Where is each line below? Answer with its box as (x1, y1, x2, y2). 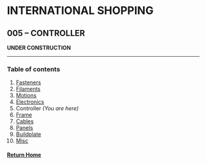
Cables (15, 118, 34, 125)
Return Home (7, 151, 42, 159)
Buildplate (15, 130, 42, 138)
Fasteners (15, 79, 42, 86)
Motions (15, 92, 37, 99)
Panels (15, 124, 33, 132)
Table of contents (7, 65, 61, 73)
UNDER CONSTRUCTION (7, 44, 71, 51)
